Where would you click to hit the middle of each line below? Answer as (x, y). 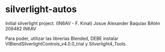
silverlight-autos (41, 9)
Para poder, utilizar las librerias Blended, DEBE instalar (62, 38)
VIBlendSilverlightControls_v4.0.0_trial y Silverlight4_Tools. (66, 43)
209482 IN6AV (21, 28)
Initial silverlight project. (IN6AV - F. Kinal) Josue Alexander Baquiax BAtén (83, 23)
